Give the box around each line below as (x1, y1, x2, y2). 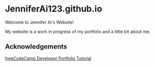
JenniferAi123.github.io (5, 3, 103, 14)
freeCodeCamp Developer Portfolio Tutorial (5, 55, 92, 61)
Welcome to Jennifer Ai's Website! (5, 19, 74, 25)
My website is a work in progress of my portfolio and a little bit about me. (5, 28, 151, 34)
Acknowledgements (5, 42, 67, 51)
